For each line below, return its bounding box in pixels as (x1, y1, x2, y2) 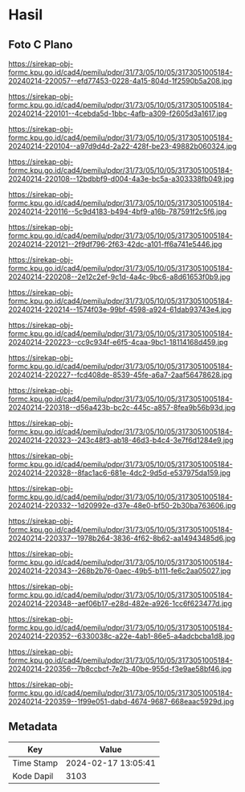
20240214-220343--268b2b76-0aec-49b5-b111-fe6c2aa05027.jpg (8, 566, 231, 576)
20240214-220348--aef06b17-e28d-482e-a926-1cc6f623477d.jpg (8, 599, 233, 608)
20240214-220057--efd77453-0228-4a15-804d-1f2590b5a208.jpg (8, 76, 233, 85)
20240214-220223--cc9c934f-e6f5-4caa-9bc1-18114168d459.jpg (8, 338, 229, 347)
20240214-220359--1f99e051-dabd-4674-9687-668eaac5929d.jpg (8, 697, 235, 706)
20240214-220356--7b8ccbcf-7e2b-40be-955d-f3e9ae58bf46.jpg (8, 664, 232, 673)
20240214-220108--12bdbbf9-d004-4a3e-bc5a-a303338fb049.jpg (8, 174, 235, 183)
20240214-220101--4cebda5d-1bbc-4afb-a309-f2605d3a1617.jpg (8, 109, 227, 118)
